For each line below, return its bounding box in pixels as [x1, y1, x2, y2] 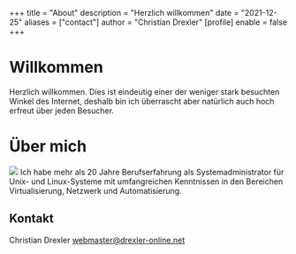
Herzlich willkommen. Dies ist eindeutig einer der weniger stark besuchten [9, 86, 280, 96]
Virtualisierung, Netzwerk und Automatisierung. [9, 185, 183, 196]
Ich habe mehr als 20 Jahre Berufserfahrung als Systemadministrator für [19, 166, 285, 177]
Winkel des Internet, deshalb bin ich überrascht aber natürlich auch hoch [9, 96, 275, 106]
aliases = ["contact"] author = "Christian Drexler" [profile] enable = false [24, 17, 288, 27]
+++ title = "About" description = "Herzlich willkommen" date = [9, 8, 239, 18]
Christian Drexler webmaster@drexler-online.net [9, 235, 186, 245]
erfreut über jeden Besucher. [9, 105, 115, 116]
